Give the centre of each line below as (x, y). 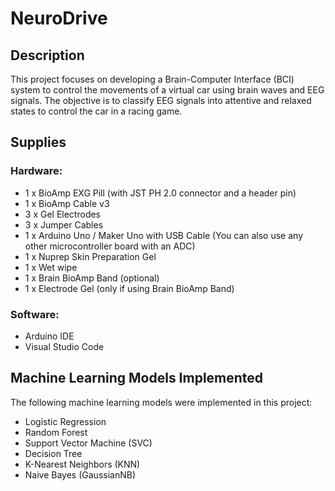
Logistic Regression (65, 421)
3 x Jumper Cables (64, 224)
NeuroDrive (59, 18)
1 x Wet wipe (51, 267)
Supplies (38, 142)
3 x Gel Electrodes (62, 214)
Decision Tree (53, 453)
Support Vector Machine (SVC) (88, 443)
